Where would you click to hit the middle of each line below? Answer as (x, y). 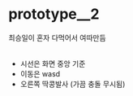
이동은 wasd (40, 73)
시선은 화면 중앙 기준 (53, 63)
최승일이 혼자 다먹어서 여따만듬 (58, 37)
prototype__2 (54, 14)
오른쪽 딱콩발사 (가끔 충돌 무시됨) (73, 84)
